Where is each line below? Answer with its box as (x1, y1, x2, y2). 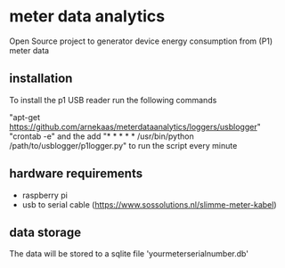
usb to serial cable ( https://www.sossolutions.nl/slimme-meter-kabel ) (21, 199, 278, 210)
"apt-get (9, 111, 41, 122)
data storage (9, 224, 82, 240)
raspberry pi (21, 190, 69, 200)
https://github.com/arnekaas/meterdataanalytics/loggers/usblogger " (9, 121, 261, 132)
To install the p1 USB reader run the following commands (9, 94, 217, 105)
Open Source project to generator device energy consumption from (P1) (9, 36, 273, 46)
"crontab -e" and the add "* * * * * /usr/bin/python (9, 131, 194, 142)
